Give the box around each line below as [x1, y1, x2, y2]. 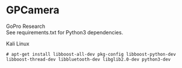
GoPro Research [6, 23, 45, 30]
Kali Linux [6, 40, 30, 47]
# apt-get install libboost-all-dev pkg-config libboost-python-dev [6, 51, 176, 57]
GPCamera [6, 3, 60, 17]
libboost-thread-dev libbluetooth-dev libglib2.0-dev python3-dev [6, 56, 171, 62]
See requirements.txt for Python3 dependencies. [6, 28, 124, 35]
